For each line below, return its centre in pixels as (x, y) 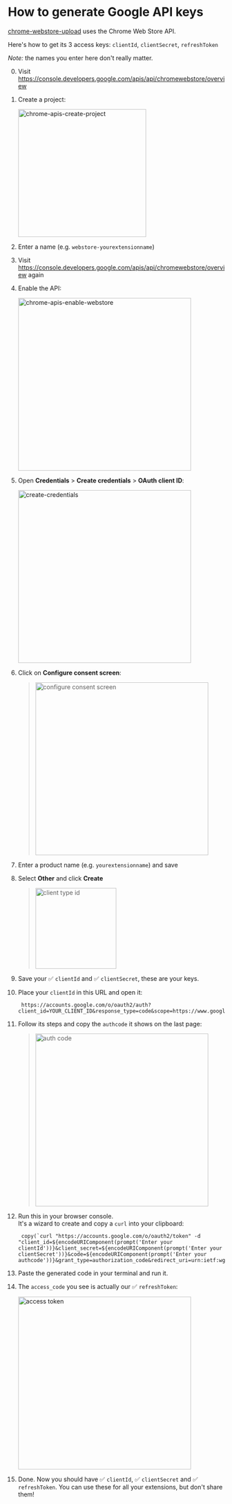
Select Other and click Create (60, 878)
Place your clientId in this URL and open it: (80, 992)
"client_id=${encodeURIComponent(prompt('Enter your (95, 1242)
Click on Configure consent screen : (69, 673)
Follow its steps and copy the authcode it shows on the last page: (110, 1024)
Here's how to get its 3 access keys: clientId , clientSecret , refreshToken (113, 44)
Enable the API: (39, 288)
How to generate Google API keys (106, 12)
